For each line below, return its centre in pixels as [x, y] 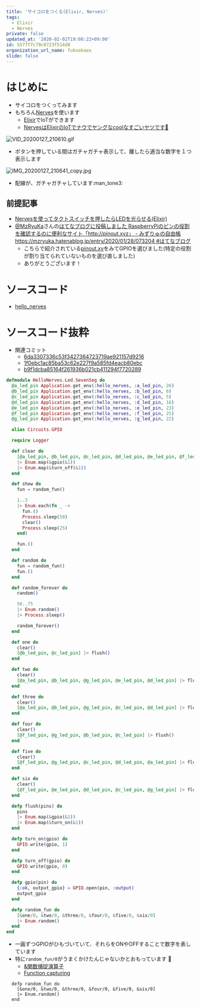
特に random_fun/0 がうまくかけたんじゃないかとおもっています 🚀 [93, 959]
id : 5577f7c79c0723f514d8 [38, 45]
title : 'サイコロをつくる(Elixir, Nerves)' [57, 12]
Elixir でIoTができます [49, 120]
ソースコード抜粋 [48, 332]
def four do [26, 724]
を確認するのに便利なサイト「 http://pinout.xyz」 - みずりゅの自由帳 [98, 234]
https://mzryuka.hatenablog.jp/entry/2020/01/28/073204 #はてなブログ [103, 241]
